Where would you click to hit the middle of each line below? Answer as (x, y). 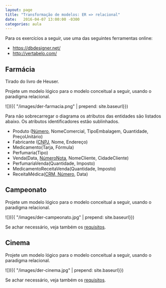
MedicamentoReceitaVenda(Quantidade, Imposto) (64, 169)
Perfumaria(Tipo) (30, 153)
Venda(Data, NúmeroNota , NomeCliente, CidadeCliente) (71, 158)
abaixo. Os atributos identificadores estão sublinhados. (62, 122)
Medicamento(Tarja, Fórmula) (43, 147)
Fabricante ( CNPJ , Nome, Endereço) (50, 142)
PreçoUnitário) (28, 137)
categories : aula (23, 24)
